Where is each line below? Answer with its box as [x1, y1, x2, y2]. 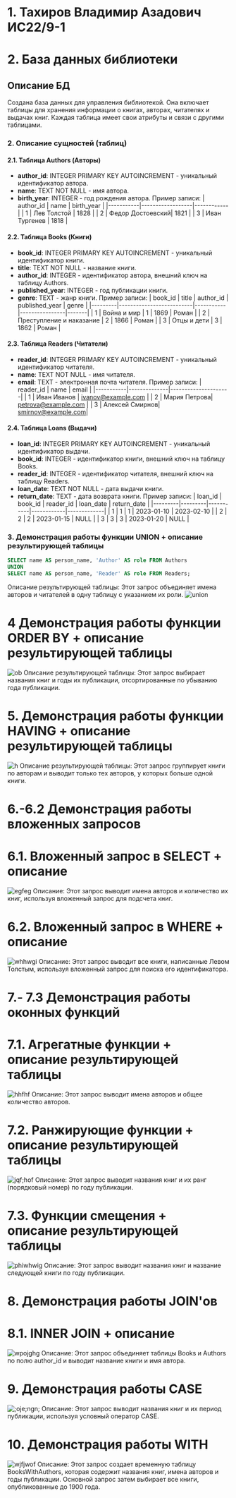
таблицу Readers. [17, 477, 70, 485]
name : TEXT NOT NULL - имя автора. [17, 186, 129, 195]
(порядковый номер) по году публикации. [7, 1183, 134, 1191]
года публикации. [7, 683, 61, 691]
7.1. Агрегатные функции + [7, 1037, 171, 1053]
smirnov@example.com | [17, 407, 89, 416]
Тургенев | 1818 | [17, 217, 68, 225]
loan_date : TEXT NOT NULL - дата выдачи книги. [17, 484, 164, 493]
